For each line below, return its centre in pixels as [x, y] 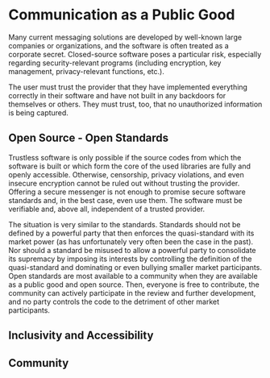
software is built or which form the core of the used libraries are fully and [130, 166]
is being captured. [38, 112]
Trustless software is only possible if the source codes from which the [125, 157]
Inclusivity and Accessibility [81, 336]
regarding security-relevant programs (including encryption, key [115, 63]
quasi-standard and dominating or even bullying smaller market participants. [135, 267]
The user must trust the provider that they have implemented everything [128, 87]
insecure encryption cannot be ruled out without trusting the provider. [124, 183]
